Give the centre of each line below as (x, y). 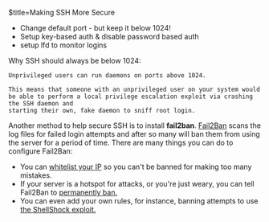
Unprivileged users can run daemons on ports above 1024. (107, 76)
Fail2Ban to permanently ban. (69, 192)
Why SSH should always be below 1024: (75, 61)
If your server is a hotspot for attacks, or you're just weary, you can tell (137, 184)
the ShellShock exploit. (58, 210)
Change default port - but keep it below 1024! (95, 28)
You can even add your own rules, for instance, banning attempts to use (139, 201)
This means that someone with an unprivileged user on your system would (134, 89)
